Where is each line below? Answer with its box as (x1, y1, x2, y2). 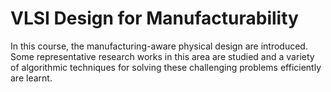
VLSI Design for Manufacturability (10, 7, 299, 30)
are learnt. (10, 72, 53, 84)
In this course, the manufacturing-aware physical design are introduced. (10, 40, 308, 52)
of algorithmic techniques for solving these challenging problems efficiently (10, 61, 322, 73)
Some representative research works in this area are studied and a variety (10, 50, 315, 62)
